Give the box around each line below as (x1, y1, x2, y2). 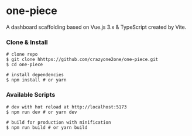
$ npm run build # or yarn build (6, 124, 88, 130)
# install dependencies (6, 72, 64, 78)
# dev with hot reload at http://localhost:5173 (6, 104, 127, 110)
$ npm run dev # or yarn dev (6, 109, 77, 115)
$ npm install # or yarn (6, 77, 67, 83)
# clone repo (6, 52, 38, 57)
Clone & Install (6, 38, 48, 46)
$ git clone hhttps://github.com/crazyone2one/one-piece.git (6, 57, 159, 63)
